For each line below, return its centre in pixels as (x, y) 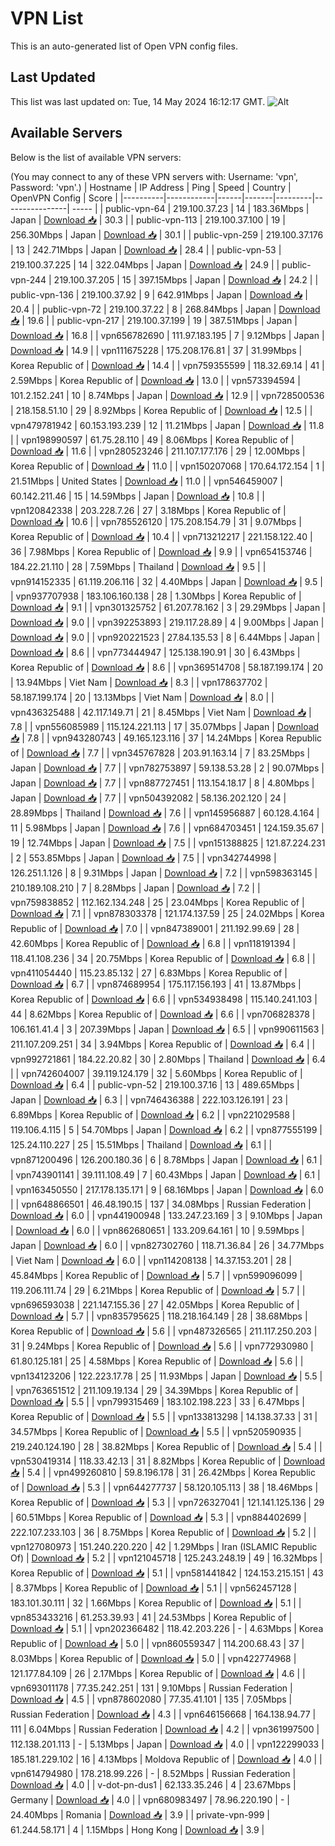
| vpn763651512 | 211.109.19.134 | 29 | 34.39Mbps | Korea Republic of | (154, 1390)
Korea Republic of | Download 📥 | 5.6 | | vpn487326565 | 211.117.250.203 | (164, 1331)
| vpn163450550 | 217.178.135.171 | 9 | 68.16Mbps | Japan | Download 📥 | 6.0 (167, 1189)
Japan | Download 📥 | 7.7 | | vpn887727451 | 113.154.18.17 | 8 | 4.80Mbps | (162, 783)
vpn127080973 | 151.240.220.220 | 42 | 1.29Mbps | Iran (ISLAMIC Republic (164, 1546)
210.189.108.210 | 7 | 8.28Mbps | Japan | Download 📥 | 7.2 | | (135, 888)
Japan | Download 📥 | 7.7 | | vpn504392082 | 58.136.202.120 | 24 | (148, 798)
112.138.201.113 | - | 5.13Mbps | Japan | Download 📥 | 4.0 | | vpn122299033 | (167, 1744)
